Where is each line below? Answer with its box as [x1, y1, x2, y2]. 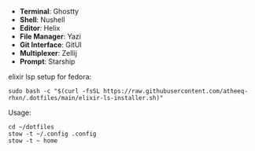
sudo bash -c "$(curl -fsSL [8, 87, 101, 95]
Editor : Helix [19, 24, 61, 32]
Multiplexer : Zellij [19, 49, 77, 57]
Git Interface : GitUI [19, 40, 83, 50]
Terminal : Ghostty [19, 7, 79, 16]
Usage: [8, 108, 31, 117]
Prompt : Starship [19, 57, 76, 66]
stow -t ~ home [8, 137, 58, 145]
